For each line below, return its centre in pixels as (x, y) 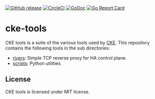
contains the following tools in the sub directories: (58, 48)
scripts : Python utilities (37, 63)
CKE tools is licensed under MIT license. (48, 91)
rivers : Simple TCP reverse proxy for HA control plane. (70, 58)
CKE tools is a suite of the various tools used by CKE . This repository (77, 42)
